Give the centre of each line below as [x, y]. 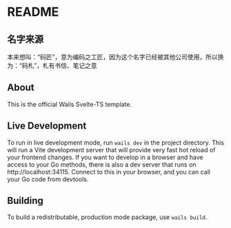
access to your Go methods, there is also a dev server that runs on [102, 164]
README [33, 12]
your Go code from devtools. [48, 179]
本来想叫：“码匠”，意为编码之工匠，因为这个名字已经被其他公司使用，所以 [113, 57]
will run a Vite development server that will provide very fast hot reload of [111, 149]
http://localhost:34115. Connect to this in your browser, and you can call [109, 172]
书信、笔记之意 [76, 65]
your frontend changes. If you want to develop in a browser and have [105, 157]
